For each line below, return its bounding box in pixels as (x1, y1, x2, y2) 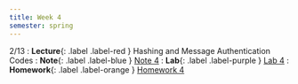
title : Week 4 (9, 12, 62, 22)
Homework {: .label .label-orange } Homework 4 (9, 64, 185, 75)
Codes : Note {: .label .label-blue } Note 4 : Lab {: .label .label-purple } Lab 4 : (9, 55, 289, 65)
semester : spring (9, 21, 74, 30)
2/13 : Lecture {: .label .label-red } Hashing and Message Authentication (9, 45, 271, 56)
